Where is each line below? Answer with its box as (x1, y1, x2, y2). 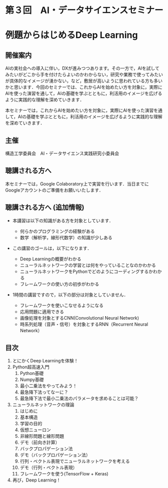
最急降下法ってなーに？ (20, 389, 69, 395)
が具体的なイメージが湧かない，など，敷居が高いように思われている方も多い (5, 78, 163, 84)
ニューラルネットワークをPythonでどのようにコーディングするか (20, 268, 153, 274)
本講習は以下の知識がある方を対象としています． (12, 217, 114, 224)
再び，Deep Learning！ (12, 477, 61, 483)
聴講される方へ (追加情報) (5, 203, 84, 212)
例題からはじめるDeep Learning (5, 30, 138, 41)
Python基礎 (20, 370, 44, 376)
